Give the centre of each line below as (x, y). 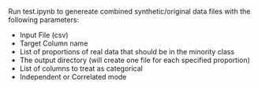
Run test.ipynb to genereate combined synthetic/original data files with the (129, 11)
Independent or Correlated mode (73, 77)
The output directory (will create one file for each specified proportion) (135, 60)
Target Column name (54, 43)
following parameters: (44, 20)
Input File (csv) (44, 35)
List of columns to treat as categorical (81, 69)
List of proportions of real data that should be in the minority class (127, 52)
